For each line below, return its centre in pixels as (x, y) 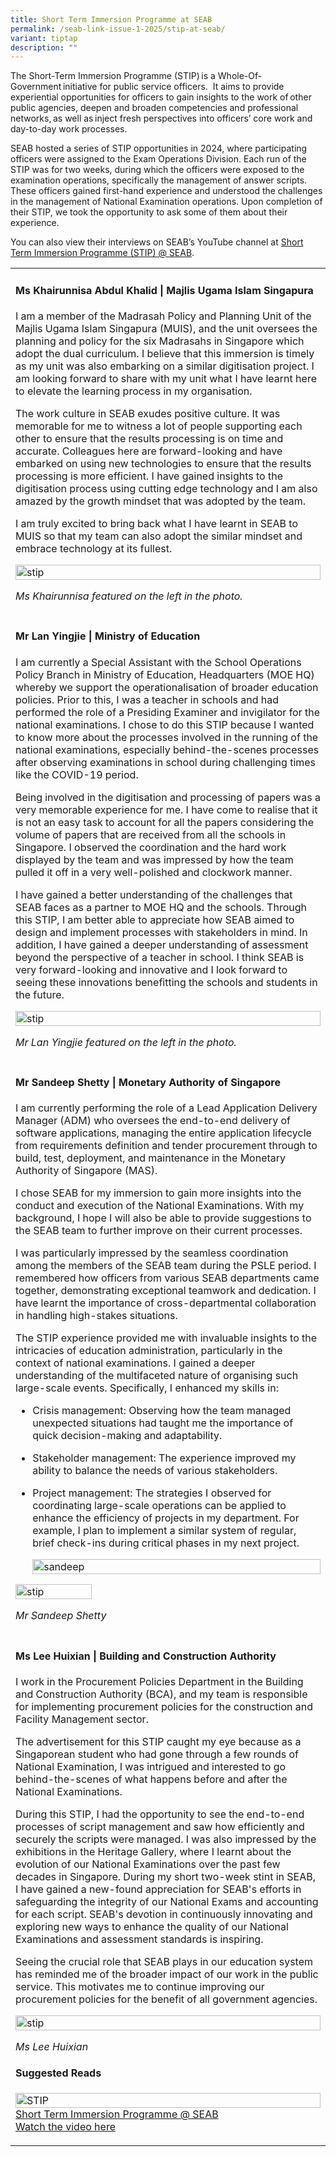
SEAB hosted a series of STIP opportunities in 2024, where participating (159, 148)
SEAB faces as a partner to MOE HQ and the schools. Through (161, 907)
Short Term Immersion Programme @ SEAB (117, 2114)
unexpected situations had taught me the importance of (163, 1423)
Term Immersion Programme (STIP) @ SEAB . (102, 253)
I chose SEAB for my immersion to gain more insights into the (158, 1193)
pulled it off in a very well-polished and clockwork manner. (154, 872)
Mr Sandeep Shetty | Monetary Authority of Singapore (148, 1082)
